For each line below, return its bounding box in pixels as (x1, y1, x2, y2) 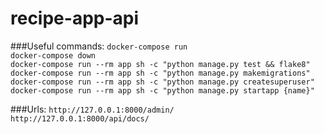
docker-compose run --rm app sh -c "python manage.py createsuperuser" (10, 77, 315, 87)
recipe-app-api (10, 7, 140, 30)
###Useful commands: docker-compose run (10, 40, 188, 52)
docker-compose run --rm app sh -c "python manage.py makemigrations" (10, 68, 311, 78)
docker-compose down (10, 50, 97, 61)
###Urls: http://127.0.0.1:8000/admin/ (10, 103, 175, 115)
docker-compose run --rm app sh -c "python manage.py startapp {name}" (10, 85, 315, 96)
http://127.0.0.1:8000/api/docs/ (10, 113, 150, 124)
